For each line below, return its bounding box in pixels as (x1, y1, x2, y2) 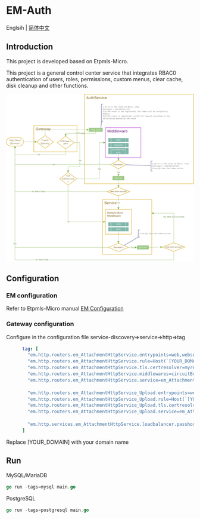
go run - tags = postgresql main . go (6, 507, 89, 513)
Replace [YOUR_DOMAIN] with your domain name (6, 438, 129, 446)
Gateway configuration (6, 320, 74, 328)
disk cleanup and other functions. (6, 82, 89, 89)
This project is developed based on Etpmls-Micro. (6, 57, 129, 65)
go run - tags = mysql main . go (6, 484, 76, 490)
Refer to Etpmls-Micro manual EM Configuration (6, 305, 124, 312)
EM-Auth (6, 4, 52, 17)
